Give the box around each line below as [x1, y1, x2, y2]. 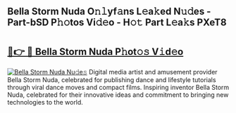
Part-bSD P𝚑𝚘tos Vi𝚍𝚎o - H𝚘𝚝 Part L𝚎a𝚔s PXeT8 [7, 17, 227, 29]
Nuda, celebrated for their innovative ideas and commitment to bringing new [7, 91, 229, 99]
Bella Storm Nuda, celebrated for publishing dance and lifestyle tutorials [7, 76, 216, 84]
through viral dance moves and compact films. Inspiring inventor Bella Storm [7, 84, 230, 91]
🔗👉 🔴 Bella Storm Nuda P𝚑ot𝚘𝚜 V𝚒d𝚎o [7, 46, 184, 58]
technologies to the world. [7, 98, 83, 106]
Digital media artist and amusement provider [89, 68, 218, 76]
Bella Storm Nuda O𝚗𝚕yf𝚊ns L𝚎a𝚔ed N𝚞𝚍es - [7, 6, 211, 18]
